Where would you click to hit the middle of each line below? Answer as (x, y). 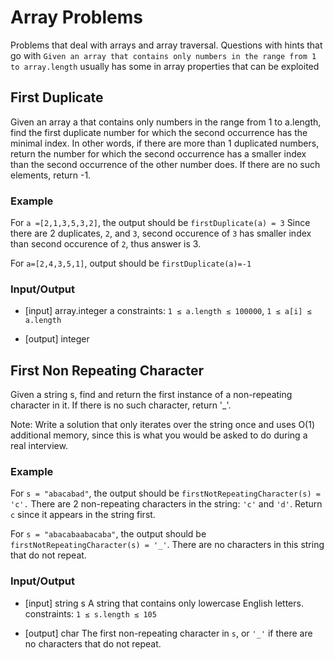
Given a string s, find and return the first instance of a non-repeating (151, 395)
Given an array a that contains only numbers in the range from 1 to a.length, (166, 122)
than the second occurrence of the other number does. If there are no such (165, 164)
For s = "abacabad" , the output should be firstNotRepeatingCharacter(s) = (165, 493)
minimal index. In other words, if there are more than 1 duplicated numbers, (165, 143)
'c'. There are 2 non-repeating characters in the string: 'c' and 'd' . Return (166, 504)
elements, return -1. (51, 175)
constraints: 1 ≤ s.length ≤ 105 (90, 613)
